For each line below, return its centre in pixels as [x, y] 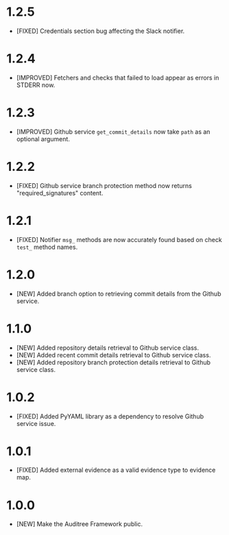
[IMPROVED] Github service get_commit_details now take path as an [113, 132]
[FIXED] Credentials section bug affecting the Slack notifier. [100, 31]
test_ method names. [47, 247]
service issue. [36, 423]
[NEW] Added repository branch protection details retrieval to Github [113, 362]
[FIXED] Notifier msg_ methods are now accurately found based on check [119, 239]
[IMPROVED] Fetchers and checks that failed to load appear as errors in [118, 78]
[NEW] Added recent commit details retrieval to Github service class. [113, 355]
